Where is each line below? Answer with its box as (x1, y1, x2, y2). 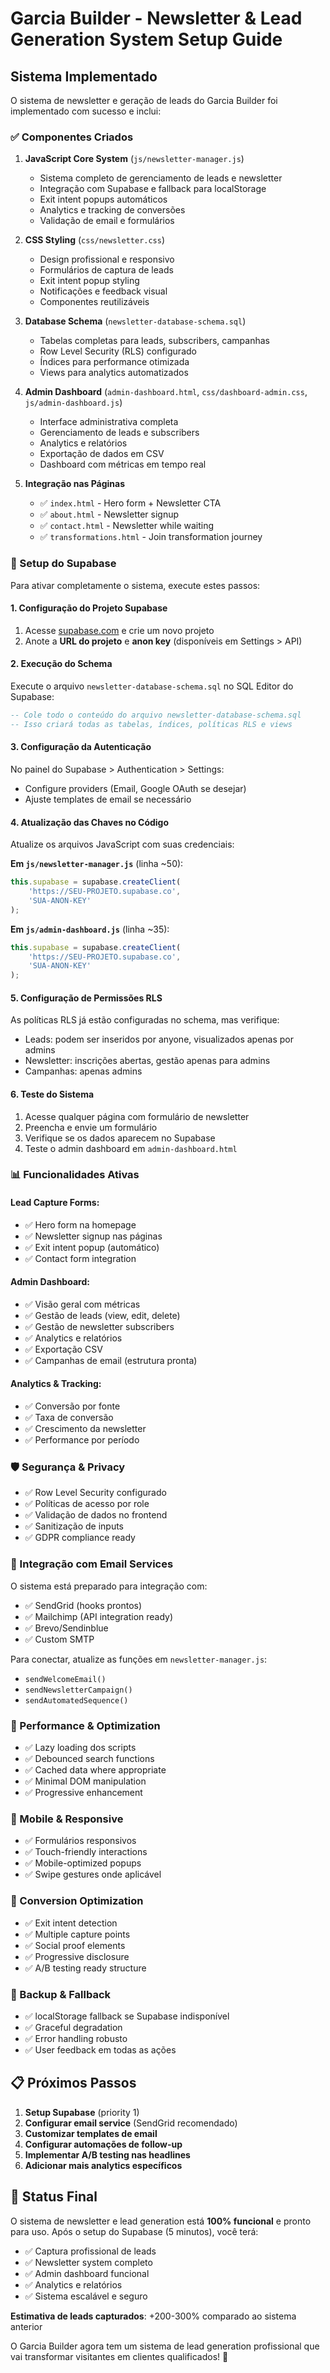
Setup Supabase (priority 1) (24, 2106, 140, 2118)
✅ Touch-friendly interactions (24, 1846, 148, 1858)
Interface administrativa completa (39, 416, 179, 428)
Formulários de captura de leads (39, 264, 174, 276)
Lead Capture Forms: (10, 1197, 100, 1209)
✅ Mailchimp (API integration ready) (24, 1610, 174, 1622)
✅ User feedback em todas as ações (24, 2043, 177, 2056)
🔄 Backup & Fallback (10, 1987, 112, 2001)
